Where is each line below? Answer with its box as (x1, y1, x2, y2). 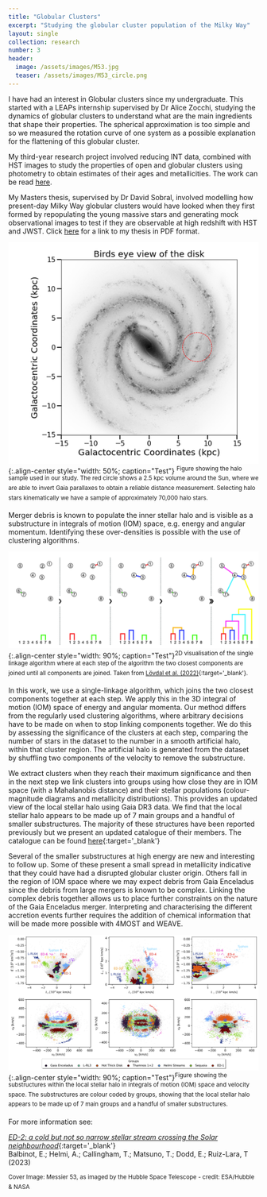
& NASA (8, 1183, 30, 1191)
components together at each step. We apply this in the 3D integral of (8, 694, 237, 704)
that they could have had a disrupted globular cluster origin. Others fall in (8, 868, 248, 878)
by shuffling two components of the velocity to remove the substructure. (8, 753, 246, 763)
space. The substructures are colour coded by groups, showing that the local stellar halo (8, 1091, 250, 1099)
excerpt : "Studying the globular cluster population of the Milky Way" (8, 21, 250, 29)
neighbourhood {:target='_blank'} (8, 1141, 117, 1151)
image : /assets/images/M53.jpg (15, 64, 119, 71)
